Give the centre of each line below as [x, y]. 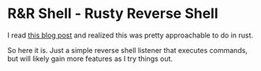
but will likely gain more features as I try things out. [90, 59]
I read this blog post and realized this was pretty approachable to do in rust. [130, 35]
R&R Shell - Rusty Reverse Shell [113, 14]
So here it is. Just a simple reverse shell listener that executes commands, [127, 50]
